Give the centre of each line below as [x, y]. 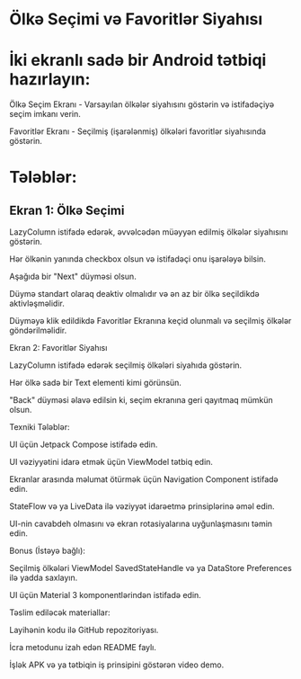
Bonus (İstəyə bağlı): [47, 551]
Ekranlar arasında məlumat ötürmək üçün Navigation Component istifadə [144, 479]
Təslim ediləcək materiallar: [60, 612]
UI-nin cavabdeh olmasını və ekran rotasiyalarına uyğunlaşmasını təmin [141, 524]
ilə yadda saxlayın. [44, 578]
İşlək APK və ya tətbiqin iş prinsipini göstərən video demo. [117, 665]
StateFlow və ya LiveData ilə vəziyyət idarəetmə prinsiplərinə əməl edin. [142, 506]
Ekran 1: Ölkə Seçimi [67, 210]
